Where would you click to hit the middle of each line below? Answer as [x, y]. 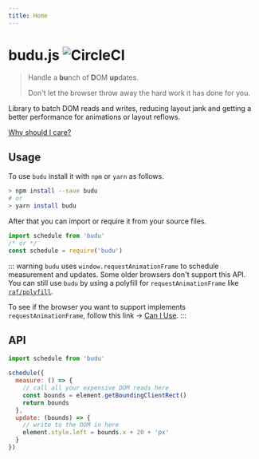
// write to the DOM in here [71, 425]
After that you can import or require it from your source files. [108, 221]
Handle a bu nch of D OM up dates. [83, 77]
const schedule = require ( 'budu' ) [66, 251]
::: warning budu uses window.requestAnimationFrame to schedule [114, 266]
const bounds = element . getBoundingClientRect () [105, 395]
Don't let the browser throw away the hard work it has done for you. [139, 93]
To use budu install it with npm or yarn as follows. [86, 176]
